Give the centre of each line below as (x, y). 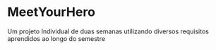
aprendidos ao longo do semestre (56, 38)
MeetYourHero (51, 12)
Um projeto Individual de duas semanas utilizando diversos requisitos (108, 31)
